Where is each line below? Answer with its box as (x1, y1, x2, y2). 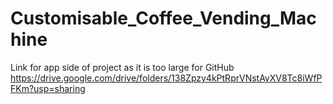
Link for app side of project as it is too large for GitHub (10, 61, 235, 73)
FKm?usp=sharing (10, 82, 86, 94)
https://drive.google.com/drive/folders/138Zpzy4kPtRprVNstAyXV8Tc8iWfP (10, 72, 323, 84)
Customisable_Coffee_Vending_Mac (10, 7, 317, 30)
